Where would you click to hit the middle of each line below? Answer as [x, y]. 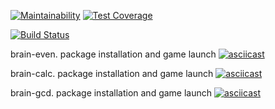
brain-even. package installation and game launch [113, 54]
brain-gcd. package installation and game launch [111, 93]
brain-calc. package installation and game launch [112, 73]
